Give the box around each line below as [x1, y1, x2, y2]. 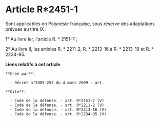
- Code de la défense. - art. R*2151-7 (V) [10, 98, 104, 103]
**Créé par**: [5, 71, 36, 76]
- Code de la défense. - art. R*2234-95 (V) [10, 111, 107, 116]
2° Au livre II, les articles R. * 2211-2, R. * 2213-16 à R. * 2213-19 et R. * [5, 46, 154, 52]
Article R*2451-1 [5, 4, 78, 15]
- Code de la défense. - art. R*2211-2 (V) [10, 103, 104, 108]
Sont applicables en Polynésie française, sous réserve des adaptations [5, 21, 155, 27]
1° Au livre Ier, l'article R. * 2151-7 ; [5, 36, 78, 42]
